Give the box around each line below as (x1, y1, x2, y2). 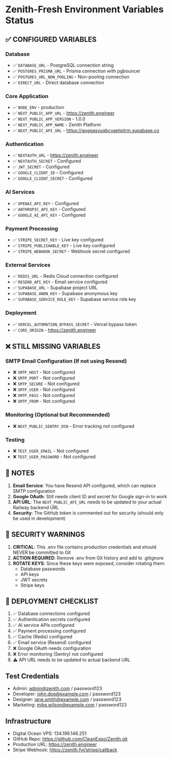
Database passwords (20, 566, 66, 572)
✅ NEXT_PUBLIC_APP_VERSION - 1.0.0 (12, 116, 86, 122)
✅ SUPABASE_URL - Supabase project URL (12, 284, 98, 291)
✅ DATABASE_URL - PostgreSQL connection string (12, 62, 114, 68)
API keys (20, 571, 40, 577)
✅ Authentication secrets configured (12, 616, 90, 623)
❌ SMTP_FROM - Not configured (12, 398, 75, 404)
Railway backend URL (12, 504, 59, 510)
